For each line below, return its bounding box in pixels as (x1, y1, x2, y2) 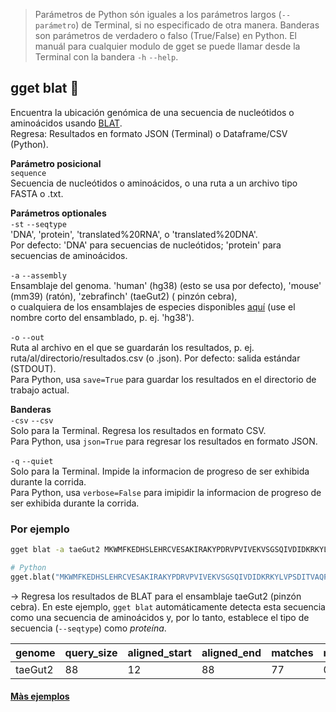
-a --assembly (10, 270, 67, 281)
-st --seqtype (10, 219, 67, 229)
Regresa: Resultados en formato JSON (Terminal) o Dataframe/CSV (10, 127, 288, 139)
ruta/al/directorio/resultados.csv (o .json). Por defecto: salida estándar (10, 352, 301, 364)
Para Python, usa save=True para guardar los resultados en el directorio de (10, 373, 317, 385)
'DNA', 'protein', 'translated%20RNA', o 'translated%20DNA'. (10, 228, 258, 240)
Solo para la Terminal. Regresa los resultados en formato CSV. (10, 424, 267, 436)
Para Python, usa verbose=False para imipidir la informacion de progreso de (10, 486, 322, 498)
